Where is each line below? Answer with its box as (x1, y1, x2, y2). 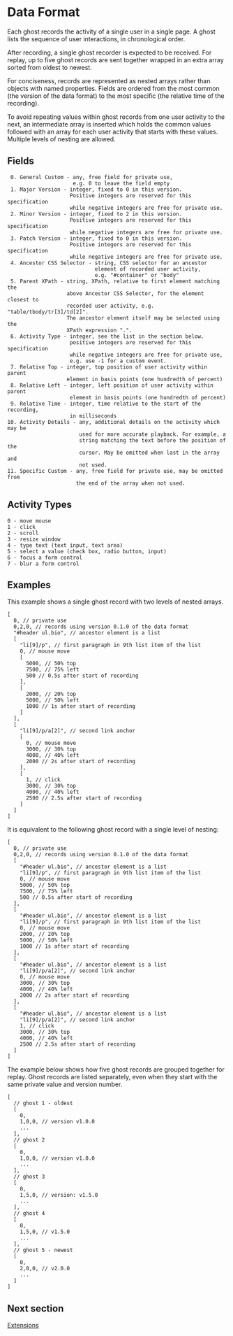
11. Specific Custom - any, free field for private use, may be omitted (7, 467, 223, 474)
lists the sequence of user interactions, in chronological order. (7, 34, 186, 43)
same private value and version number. (7, 1080, 123, 1088)
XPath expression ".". (66, 327, 133, 334)
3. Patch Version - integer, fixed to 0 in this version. (10, 235, 183, 242)
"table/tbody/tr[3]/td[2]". (7, 308, 89, 315)
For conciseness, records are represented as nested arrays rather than (7, 76, 211, 85)
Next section (7, 1302, 64, 1314)
